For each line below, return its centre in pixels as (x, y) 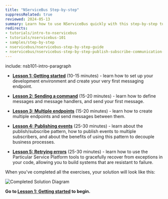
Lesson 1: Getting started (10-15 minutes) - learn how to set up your (83, 75)
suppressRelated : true (29, 14)
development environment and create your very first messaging (78, 81)
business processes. (34, 142)
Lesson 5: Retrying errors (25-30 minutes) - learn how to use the (80, 151)
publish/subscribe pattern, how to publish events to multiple (74, 131)
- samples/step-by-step (30, 42)
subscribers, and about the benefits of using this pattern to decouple (83, 136)
